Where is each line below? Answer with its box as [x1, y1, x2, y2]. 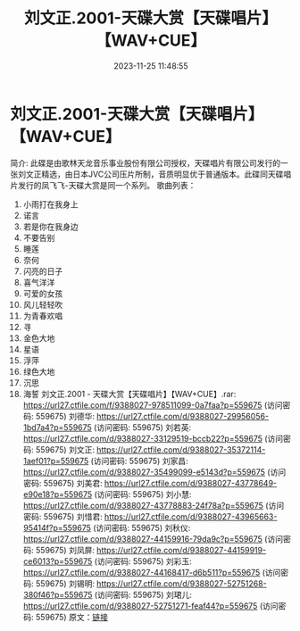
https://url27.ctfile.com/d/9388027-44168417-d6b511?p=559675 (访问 [22, 567, 281, 577]
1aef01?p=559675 [22, 455, 89, 466]
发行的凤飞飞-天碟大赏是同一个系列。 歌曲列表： [17, 179, 196, 190]
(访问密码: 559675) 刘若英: [93, 421, 192, 433]
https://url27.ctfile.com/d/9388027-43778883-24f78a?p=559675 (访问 [22, 500, 285, 511]
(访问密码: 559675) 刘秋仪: [93, 522, 191, 533]
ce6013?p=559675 [22, 555, 93, 567]
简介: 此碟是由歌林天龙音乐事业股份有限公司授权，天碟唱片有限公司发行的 [10, 157, 280, 168]
